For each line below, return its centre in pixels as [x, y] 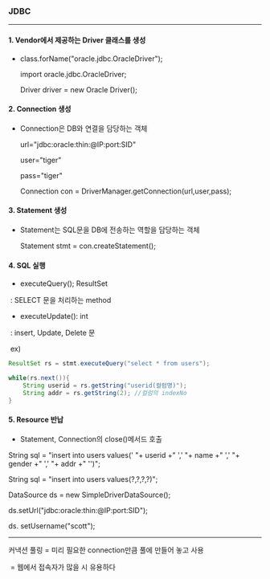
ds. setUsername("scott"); [52, 526]
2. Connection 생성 [40, 109]
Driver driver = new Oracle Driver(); [79, 89]
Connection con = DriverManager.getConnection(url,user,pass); [125, 191]
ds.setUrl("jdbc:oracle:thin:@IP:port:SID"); [78, 510]
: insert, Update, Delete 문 [53, 333]
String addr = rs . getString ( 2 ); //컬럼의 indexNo [105, 393]
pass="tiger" [41, 175]
